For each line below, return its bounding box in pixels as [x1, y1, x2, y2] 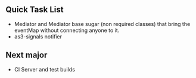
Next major [5, 50, 48, 60]
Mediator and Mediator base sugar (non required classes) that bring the [14, 20, 191, 27]
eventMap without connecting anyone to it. [14, 27, 120, 34]
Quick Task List [5, 5, 64, 15]
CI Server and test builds [14, 66, 76, 73]
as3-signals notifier [14, 32, 62, 40]
